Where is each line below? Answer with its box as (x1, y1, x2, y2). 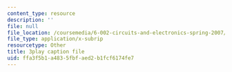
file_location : (7, 29, 51, 36)
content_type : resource (7, 10, 76, 17)
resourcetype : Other (7, 42, 67, 49)
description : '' (7, 16, 54, 23)
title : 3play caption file (7, 49, 85, 56)
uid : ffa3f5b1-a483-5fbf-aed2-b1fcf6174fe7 (7, 55, 135, 62)
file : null (7, 23, 39, 29)
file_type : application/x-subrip (7, 36, 104, 43)
